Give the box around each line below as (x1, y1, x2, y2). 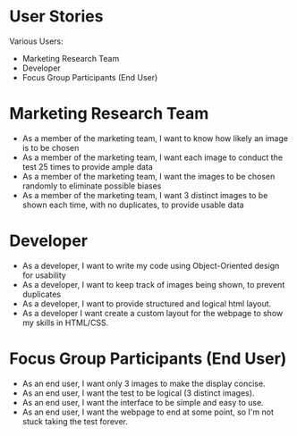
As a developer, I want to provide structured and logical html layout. (21, 298, 272, 309)
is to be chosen (21, 142, 80, 153)
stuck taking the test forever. (21, 415, 128, 426)
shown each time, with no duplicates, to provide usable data (21, 199, 244, 210)
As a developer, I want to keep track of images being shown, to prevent (21, 279, 285, 289)
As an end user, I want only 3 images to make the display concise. (21, 378, 266, 389)
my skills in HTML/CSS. (21, 317, 109, 328)
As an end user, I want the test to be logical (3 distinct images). (21, 387, 255, 398)
